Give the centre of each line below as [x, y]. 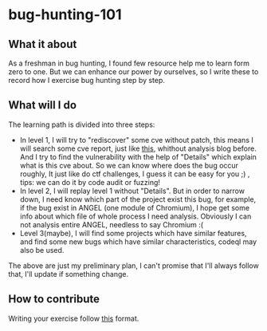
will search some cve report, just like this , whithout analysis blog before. [138, 148]
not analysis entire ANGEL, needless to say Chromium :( [112, 224]
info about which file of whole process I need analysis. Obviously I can [135, 216]
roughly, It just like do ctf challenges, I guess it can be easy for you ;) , [135, 174]
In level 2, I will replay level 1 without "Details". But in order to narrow [132, 191]
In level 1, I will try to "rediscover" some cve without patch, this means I [136, 140]
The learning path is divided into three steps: [82, 124]
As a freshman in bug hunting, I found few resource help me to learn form [129, 63]
